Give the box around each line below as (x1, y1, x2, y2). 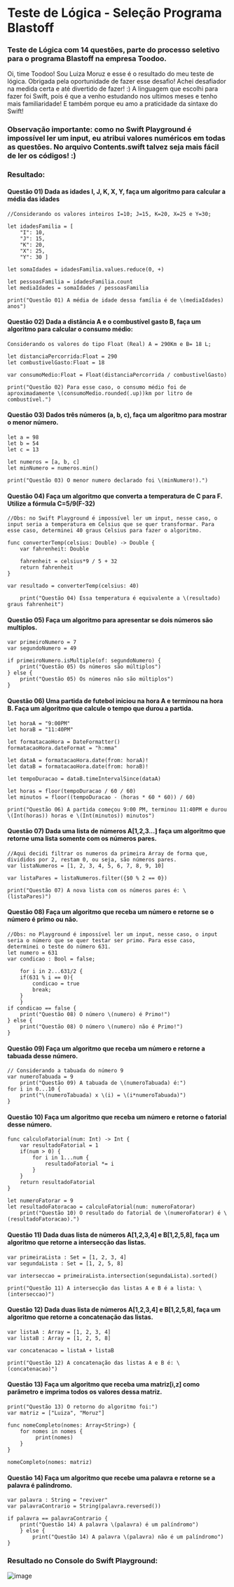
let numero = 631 (7, 949, 58, 956)
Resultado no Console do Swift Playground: (7, 1556, 158, 1566)
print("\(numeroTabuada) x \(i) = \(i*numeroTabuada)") (20, 1092, 187, 1099)
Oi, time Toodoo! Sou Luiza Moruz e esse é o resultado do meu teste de (7, 70, 214, 78)
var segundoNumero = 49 (7, 645, 77, 652)
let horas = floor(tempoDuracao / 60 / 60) (7, 788, 137, 795)
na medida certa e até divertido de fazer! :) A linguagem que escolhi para (7, 84, 219, 93)
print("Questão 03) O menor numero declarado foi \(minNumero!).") (7, 477, 209, 484)
